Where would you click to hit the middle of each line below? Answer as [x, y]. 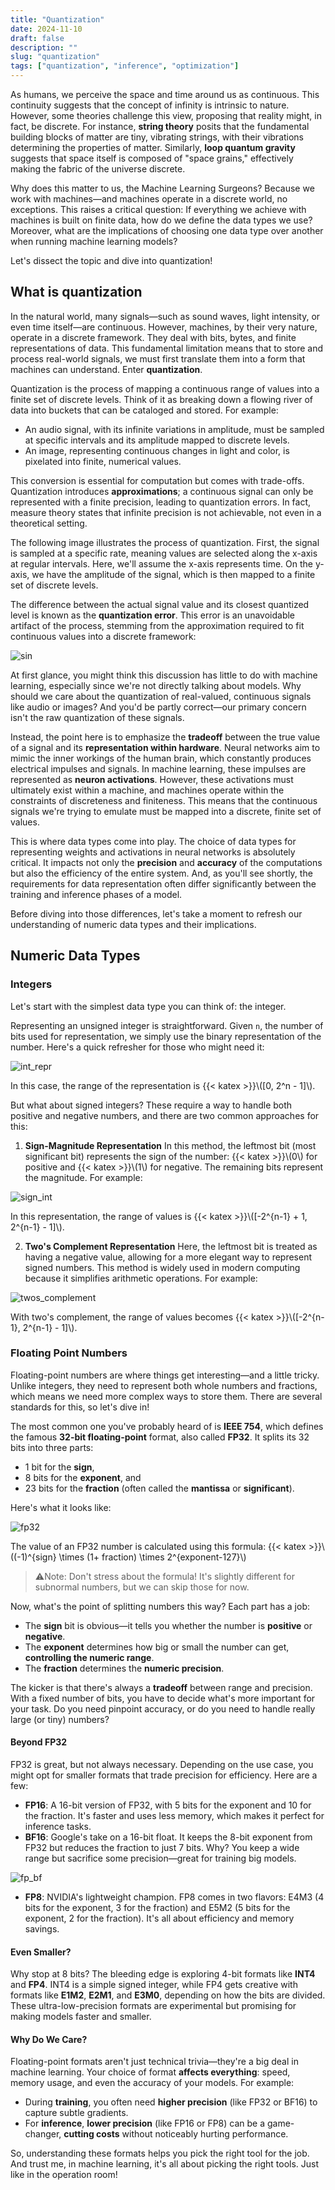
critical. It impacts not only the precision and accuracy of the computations [166, 862]
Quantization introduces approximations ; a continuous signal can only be [162, 491]
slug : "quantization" [55, 57]
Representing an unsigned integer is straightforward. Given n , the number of [167, 1025]
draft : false [37, 38]
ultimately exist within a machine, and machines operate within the [147, 790]
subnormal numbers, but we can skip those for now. [142, 1587]
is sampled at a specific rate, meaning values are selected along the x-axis [164, 553]
